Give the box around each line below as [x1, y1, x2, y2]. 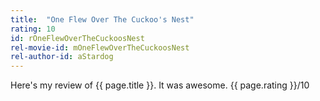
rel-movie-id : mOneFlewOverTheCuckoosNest [10, 42, 190, 53]
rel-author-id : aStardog [10, 52, 114, 62]
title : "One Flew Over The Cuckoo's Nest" [10, 14, 195, 25]
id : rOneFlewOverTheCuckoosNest [10, 33, 145, 43]
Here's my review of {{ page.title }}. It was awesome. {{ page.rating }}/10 [10, 79, 310, 91]
